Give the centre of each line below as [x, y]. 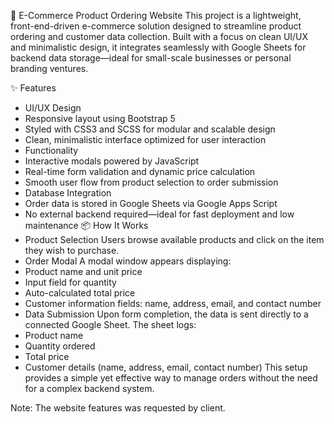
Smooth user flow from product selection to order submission [151, 182]
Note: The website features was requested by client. [118, 408]
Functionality [51, 150]
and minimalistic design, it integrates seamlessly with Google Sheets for [158, 47]
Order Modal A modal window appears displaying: [128, 261]
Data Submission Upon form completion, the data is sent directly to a [166, 314]
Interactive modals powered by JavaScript [112, 161]
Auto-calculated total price [80, 293]
